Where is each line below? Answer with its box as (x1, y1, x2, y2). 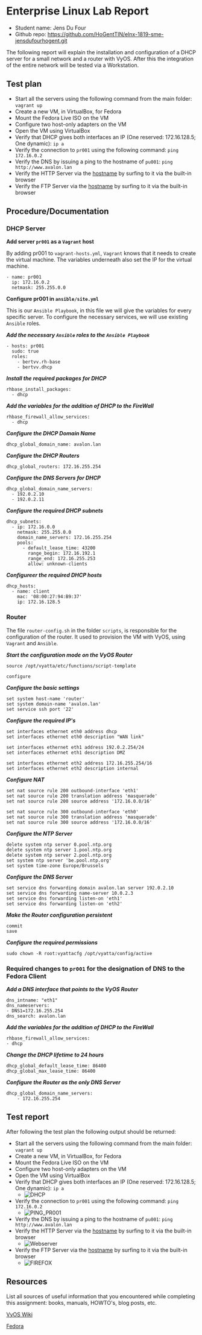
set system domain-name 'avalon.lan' (6, 701, 101, 707)
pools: (17, 540, 34, 546)
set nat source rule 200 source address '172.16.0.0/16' (6, 798, 153, 804)
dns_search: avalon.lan (6, 1013, 66, 1020)
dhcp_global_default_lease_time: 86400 (6, 1063, 107, 1069)
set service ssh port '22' (6, 706, 74, 712)
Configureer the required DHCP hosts (6, 572, 103, 579)
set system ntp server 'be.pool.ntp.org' (6, 857, 112, 863)
